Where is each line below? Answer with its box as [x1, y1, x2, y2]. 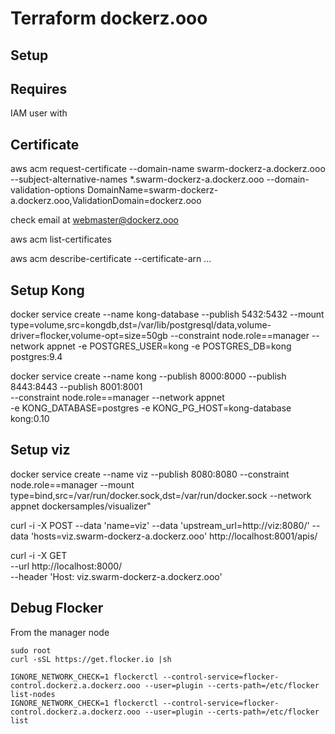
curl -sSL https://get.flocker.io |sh [10, 654, 172, 664]
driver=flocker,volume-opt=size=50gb [10, 330, 168, 342]
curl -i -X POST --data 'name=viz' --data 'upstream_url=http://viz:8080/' [10, 519, 310, 531]
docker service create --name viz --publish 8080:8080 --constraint [10, 468, 290, 480]
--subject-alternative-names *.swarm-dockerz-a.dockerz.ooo [10, 173, 265, 186]
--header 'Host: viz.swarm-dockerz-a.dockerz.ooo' [10, 570, 223, 582]
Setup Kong [10, 282, 85, 299]
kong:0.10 [10, 413, 50, 425]
